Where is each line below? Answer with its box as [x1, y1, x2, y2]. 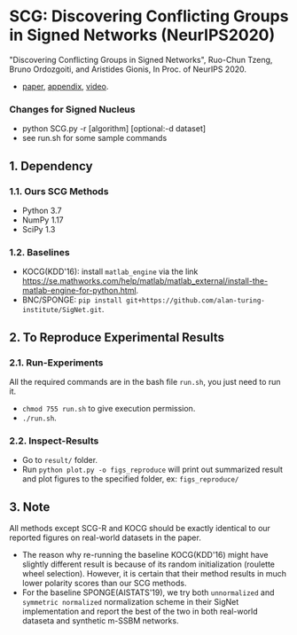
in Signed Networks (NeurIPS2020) [9, 25, 276, 45]
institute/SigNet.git [21, 306, 102, 315]
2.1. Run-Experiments [9, 357, 104, 369]
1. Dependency [9, 158, 93, 174]
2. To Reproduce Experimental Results [9, 330, 224, 345]
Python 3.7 [21, 205, 62, 216]
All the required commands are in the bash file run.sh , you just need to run [9, 376, 281, 387]
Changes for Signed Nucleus [9, 103, 136, 115]
